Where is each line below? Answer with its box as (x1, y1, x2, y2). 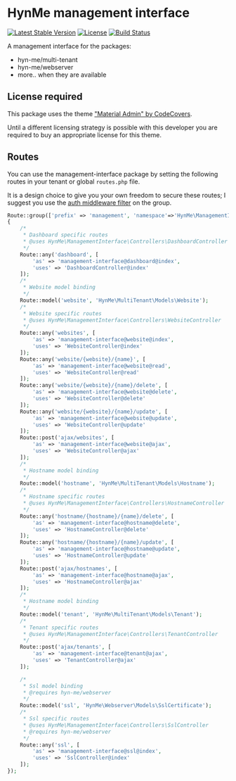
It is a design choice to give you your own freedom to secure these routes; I (7, 191, 226, 199)
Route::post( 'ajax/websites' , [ (20, 434, 114, 441)
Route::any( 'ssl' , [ (20, 741, 80, 749)
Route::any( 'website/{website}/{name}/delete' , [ (20, 382, 169, 389)
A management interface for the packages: (7, 42, 132, 50)
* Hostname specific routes (22, 493, 105, 500)
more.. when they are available (17, 70, 107, 79)
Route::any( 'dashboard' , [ (20, 251, 99, 258)
